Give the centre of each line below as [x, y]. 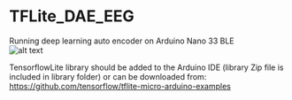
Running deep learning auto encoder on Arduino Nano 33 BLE [122, 41]
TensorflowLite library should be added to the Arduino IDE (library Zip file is [146, 67]
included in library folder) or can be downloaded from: [108, 76]
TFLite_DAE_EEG [72, 16]
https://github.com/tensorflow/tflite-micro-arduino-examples [120, 86]
